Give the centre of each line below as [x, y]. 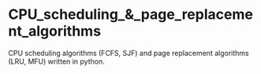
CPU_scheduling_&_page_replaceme [131, 15]
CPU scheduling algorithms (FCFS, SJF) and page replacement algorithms [129, 53]
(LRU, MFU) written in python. [56, 61]
